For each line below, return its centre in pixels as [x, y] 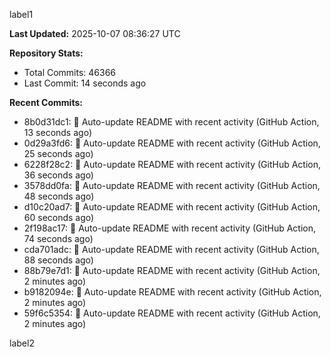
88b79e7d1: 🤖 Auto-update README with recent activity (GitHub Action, [172, 270]
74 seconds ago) [58, 238]
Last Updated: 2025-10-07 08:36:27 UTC [95, 33]
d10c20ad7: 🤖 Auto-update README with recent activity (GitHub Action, [172, 207]
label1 [21, 14]
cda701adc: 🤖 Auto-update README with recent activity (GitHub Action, [171, 249]
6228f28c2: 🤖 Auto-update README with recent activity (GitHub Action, [172, 164]
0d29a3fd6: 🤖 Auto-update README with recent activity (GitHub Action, [172, 143]
